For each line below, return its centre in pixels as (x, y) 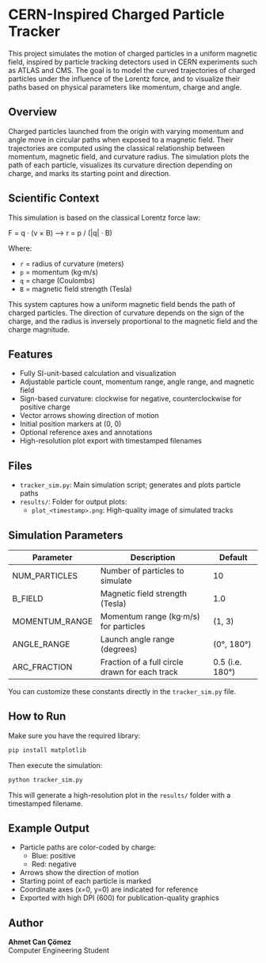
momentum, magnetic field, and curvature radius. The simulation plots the (129, 156)
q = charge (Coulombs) (57, 280)
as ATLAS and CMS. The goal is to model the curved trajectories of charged (132, 70)
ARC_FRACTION (42, 667)
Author (26, 923)
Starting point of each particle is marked (85, 881)
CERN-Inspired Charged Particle (116, 15)
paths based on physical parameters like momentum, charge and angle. (125, 87)
